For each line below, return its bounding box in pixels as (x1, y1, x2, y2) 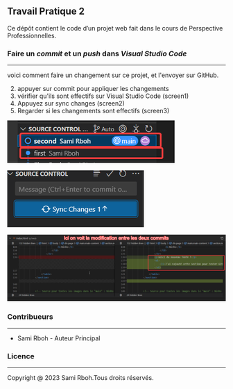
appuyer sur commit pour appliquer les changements (17, 85, 169, 93)
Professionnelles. (7, 31, 57, 40)
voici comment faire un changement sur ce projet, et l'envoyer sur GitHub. (7, 71, 219, 79)
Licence (7, 351, 35, 361)
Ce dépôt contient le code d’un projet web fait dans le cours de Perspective (7, 24, 223, 32)
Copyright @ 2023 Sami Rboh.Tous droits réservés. (7, 374, 154, 382)
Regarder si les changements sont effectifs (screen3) (17, 107, 170, 115)
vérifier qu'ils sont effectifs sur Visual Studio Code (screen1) (17, 92, 189, 100)
